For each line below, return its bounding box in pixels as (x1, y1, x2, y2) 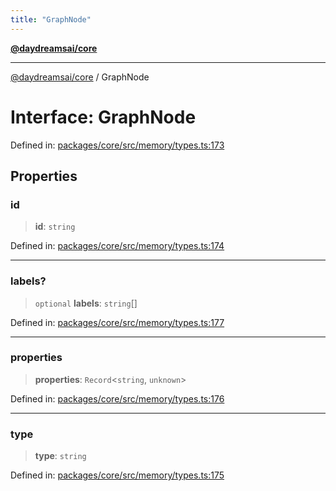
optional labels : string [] (34, 297, 138, 309)
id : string (34, 221, 76, 233)
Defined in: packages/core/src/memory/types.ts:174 (10, 240, 225, 252)
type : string (34, 450, 87, 462)
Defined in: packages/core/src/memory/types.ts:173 (10, 139, 225, 151)
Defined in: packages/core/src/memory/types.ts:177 (10, 316, 225, 328)
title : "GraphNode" (10, 14, 92, 25)
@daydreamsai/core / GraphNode (10, 71, 150, 83)
